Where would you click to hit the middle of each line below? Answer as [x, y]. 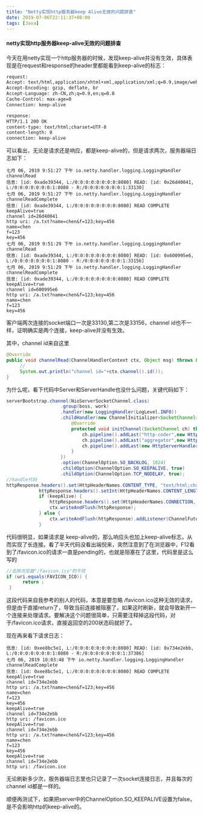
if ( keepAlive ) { [60, 496]
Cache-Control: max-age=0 [39, 99]
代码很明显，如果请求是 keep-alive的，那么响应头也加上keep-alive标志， [97, 537]
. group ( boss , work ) [85, 406]
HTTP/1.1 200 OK [27, 121]
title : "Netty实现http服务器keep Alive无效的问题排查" [71, 12]
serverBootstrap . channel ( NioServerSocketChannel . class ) [78, 401]
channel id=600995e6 [32, 290]
